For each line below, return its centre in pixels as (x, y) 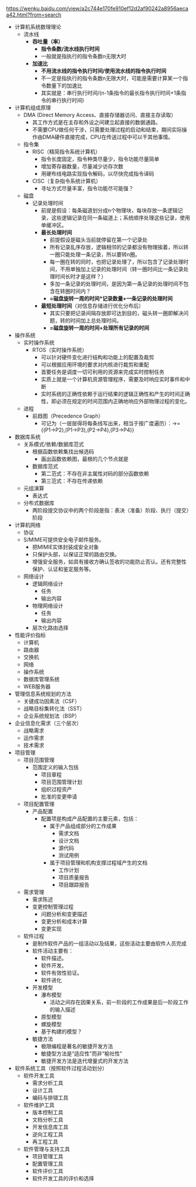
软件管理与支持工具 (47, 1149)
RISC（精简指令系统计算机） (66, 152)
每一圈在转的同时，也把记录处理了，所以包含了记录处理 (116, 262)
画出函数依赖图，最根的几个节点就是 (85, 459)
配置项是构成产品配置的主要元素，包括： (90, 818)
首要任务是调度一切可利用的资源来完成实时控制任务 (103, 372)
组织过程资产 (56, 789)
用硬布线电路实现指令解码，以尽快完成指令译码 (97, 174)
